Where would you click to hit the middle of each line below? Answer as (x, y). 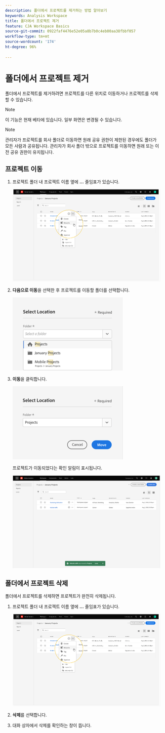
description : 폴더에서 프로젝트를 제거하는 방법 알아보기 (56, 10)
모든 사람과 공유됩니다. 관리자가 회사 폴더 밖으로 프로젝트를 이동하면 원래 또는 (80, 146)
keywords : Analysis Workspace (36, 16)
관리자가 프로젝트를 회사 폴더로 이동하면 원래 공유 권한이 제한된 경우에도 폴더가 (81, 140)
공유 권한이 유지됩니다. (32, 152)
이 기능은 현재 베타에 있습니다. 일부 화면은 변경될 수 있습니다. (64, 120)
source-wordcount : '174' (31, 42)
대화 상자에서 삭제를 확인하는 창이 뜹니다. (52, 725)
